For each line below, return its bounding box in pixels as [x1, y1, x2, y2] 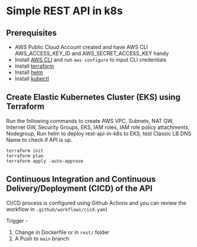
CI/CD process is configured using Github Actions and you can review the [6, 199, 187, 206]
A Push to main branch [14, 235, 69, 242]
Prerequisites [6, 28, 57, 38]
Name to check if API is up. [6, 136, 73, 143]
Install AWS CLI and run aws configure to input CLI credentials [14, 56, 167, 63]
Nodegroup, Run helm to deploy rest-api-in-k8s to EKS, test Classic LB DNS [6, 129, 192, 137]
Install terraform [14, 62, 55, 69]
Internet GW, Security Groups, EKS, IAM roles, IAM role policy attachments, [6, 123, 190, 131]
